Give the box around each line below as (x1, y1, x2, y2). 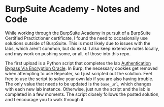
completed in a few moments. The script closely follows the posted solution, (5, 91, 160, 97)
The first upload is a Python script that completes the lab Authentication (5, 60, 151, 66)
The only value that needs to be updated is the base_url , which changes (5, 81, 152, 86)
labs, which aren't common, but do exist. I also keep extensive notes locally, (5, 45, 159, 51)
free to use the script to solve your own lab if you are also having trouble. (5, 76, 154, 82)
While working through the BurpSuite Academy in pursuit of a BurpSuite (5, 30, 151, 36)
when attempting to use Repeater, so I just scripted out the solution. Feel (5, 70, 152, 76)
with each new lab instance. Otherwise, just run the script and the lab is (5, 86, 150, 92)
